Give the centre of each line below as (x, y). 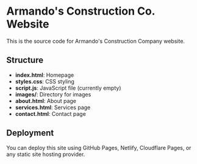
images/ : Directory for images (53, 94)
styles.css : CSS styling (45, 81)
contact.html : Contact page (51, 113)
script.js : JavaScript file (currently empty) (68, 88)
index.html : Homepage (45, 75)
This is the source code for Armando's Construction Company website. (95, 41)
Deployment (30, 133)
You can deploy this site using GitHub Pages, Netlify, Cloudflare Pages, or (99, 148)
